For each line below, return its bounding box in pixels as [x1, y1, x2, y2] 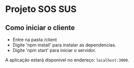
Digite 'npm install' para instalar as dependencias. [12, 42, 116, 48]
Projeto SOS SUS [5, 3, 77, 15]
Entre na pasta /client [12, 36, 57, 42]
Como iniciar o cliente [5, 23, 75, 32]
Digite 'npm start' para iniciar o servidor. [12, 47, 97, 53]
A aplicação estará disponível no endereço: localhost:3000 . [5, 57, 129, 63]
